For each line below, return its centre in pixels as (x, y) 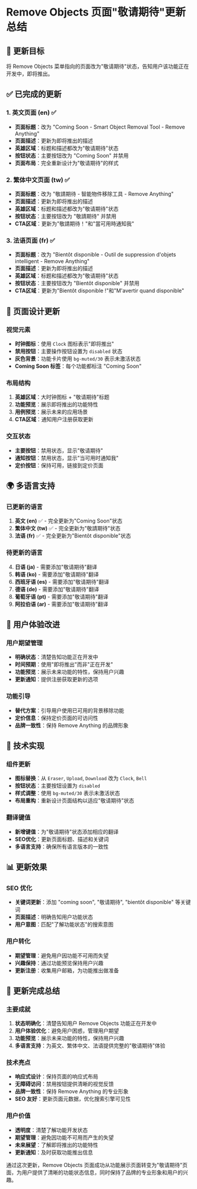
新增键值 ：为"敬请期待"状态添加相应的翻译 (66, 831)
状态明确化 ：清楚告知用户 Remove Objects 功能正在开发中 (86, 1024)
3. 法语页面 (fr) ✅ (31, 240)
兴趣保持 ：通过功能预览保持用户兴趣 (59, 963)
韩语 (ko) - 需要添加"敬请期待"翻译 (57, 574)
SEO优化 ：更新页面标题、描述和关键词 (62, 839)
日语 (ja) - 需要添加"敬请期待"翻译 (56, 567)
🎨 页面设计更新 (33, 311)
